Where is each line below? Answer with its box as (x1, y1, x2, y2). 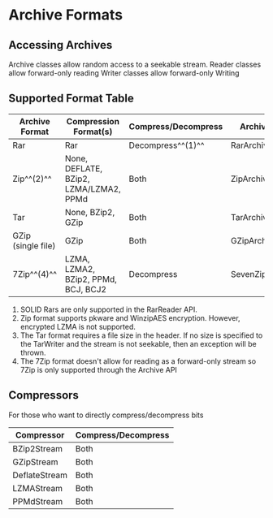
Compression (66, 115, 120, 127)
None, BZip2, (64, 206, 115, 218)
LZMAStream (12, 482, 63, 494)
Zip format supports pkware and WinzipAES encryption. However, (19, 313, 241, 322)
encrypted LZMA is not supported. (19, 322, 136, 331)
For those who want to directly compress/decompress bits (8, 410, 204, 420)
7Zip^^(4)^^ (12, 268, 58, 279)
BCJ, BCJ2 (64, 283, 107, 295)
